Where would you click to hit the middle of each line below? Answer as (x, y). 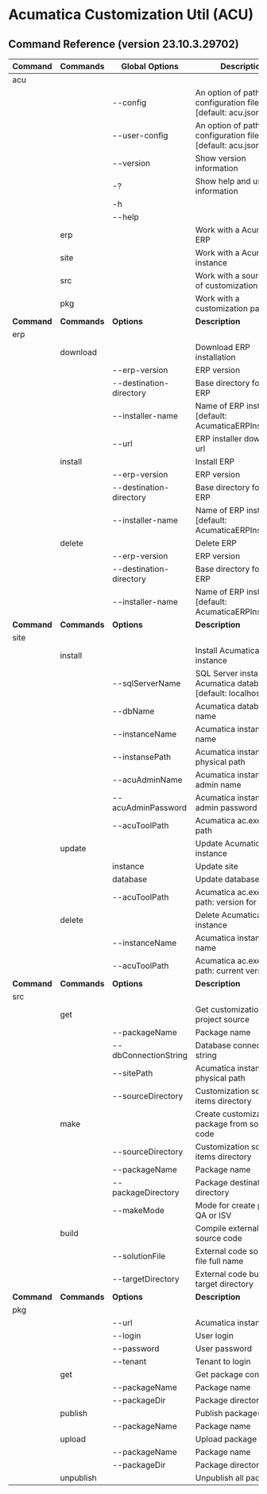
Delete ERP (216, 543)
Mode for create (225, 1205)
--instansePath (142, 757)
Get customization (229, 1010)
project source (222, 1019)
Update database (227, 879)
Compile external (227, 1228)
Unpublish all (219, 1478)
